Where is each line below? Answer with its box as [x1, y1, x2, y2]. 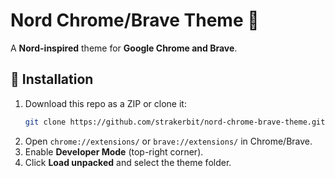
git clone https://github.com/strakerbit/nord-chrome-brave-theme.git [24, 117, 326, 127]
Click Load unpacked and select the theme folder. [24, 156, 232, 168]
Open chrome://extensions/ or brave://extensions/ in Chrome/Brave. [24, 135, 313, 147]
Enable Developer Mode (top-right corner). [24, 145, 204, 158]
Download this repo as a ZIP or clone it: [24, 97, 187, 109]
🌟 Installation [10, 71, 94, 88]
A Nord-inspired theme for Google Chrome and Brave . [10, 42, 238, 54]
